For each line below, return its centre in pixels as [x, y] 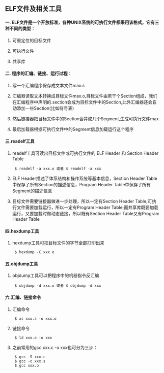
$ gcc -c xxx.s [30, 361]
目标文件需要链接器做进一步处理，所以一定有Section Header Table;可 [82, 201]
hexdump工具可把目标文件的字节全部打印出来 [58, 243]
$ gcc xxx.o [27, 365]
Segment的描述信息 [32, 191]
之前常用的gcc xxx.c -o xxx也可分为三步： [55, 347]
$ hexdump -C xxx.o [34, 252]
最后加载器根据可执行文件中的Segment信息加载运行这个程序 [73, 129]
